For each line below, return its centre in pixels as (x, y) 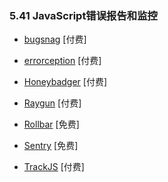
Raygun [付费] (52, 103)
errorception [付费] (62, 61)
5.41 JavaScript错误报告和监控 (83, 15)
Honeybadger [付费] (65, 82)
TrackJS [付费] (54, 167)
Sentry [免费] (51, 146)
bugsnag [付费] (55, 39)
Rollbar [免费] (51, 124)
